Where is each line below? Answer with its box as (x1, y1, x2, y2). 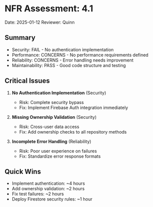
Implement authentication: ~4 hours (11, 180, 85, 186)
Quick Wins (4, 167, 41, 175)
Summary (4, 34, 36, 42)
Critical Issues (4, 77, 50, 85)
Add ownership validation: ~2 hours (11, 186, 85, 192)
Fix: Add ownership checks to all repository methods (19, 129, 127, 135)
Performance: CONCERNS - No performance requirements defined (11, 52, 149, 58)
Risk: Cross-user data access (19, 124, 80, 130)
